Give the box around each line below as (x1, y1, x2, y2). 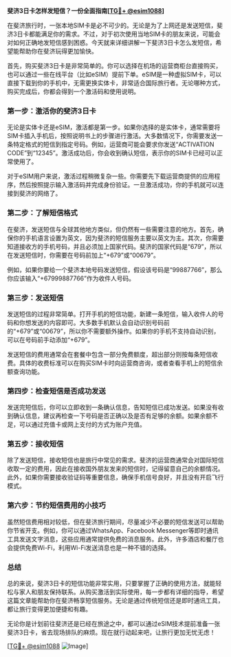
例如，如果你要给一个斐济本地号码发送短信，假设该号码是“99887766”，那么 (7, 265, 223, 274)
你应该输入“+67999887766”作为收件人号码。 (7, 274, 135, 282)
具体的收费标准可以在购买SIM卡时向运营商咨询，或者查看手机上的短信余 (19, 359, 223, 367)
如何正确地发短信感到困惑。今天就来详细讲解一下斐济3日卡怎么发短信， (12, 38, 216, 47)
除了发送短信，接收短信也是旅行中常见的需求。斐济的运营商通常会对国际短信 (7, 456, 224, 465)
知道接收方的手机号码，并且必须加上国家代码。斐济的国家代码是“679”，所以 (7, 242, 222, 250)
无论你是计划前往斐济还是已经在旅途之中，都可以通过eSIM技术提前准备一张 (7, 620, 221, 628)
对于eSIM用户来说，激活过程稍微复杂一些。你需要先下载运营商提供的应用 (7, 172, 214, 181)
